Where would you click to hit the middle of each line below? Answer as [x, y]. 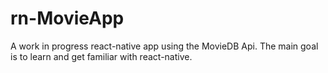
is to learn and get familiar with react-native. [101, 56]
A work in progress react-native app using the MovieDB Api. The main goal [164, 46]
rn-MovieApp [67, 18]
